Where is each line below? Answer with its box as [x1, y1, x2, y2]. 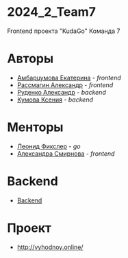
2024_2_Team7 [7, 4, 96, 20]
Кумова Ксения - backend [16, 95, 94, 104]
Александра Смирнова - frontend [16, 149, 115, 158]
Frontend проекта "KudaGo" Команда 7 [7, 27, 120, 35]
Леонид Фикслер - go [16, 142, 81, 150]
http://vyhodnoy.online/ [16, 243, 84, 251]
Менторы [7, 119, 64, 135]
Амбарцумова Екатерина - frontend [16, 73, 121, 82]
